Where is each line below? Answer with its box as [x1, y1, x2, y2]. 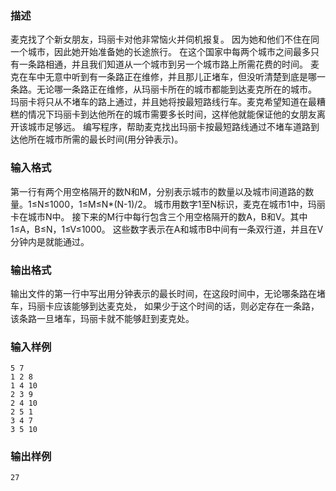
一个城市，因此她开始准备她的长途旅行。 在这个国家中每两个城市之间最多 [10, 46, 311, 58]
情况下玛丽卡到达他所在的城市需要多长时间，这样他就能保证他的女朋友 [27, 108, 317, 121]
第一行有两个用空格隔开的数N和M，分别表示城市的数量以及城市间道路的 [10, 185, 306, 197]
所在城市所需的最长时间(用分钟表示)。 [27, 133, 184, 146]
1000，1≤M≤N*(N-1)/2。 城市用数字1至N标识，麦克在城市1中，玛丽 [49, 198, 326, 210]
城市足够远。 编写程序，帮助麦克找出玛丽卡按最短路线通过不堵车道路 [27, 121, 311, 133]
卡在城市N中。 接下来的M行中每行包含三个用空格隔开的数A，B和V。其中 [10, 210, 308, 222]
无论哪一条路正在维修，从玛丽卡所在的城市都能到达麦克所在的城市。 [36, 83, 317, 96]
